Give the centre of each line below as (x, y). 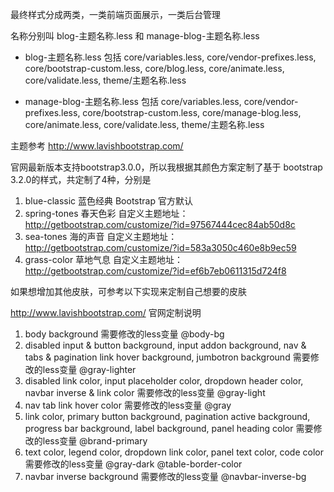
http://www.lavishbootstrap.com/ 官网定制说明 (106, 312)
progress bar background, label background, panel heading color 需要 (169, 428)
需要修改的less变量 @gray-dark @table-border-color (133, 464)
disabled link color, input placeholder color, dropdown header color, (164, 381)
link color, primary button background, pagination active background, (167, 416)
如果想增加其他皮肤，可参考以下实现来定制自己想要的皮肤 (128, 291)
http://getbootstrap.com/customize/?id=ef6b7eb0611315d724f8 (155, 271)
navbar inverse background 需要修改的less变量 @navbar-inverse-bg (165, 476)
